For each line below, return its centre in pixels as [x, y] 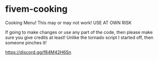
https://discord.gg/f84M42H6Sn [38, 52]
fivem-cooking [37, 9]
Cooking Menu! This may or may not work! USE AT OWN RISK [68, 23]
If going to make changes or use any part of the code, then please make [79, 32]
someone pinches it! [26, 42]
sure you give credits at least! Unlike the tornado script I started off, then [79, 37]
